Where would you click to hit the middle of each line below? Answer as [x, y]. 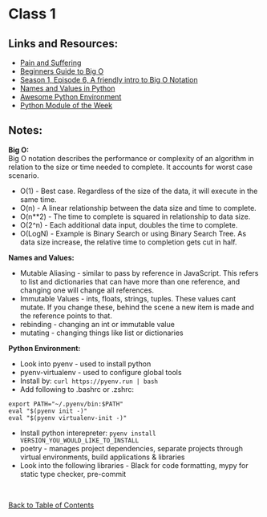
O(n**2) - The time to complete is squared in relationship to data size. [135, 216]
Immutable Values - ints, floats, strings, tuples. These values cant [128, 298]
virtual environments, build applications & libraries [102, 457]
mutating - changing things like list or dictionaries [101, 333]
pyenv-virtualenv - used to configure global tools [101, 372]
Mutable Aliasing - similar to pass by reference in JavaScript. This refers [139, 273]
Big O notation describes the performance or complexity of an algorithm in [131, 158]
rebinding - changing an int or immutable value [97, 324]
